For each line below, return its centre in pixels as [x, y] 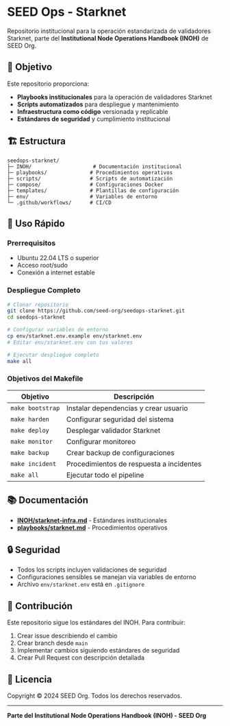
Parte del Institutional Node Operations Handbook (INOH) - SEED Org [107, 716]
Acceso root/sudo [42, 266]
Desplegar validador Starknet [113, 430]
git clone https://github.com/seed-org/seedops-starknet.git [96, 311]
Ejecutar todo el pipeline [105, 475]
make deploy [30, 430]
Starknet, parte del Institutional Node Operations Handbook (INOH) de [108, 38]
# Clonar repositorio [38, 305]
